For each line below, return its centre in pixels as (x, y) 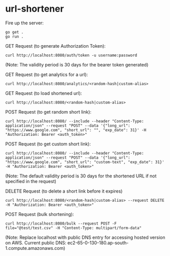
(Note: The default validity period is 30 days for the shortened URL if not (81, 176)
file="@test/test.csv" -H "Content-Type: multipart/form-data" (74, 228)
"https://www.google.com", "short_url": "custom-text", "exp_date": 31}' (85, 162)
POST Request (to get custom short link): (48, 144)
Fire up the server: (25, 23)
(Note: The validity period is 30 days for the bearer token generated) (77, 64)
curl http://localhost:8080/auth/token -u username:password (71, 55)
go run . (14, 36)
